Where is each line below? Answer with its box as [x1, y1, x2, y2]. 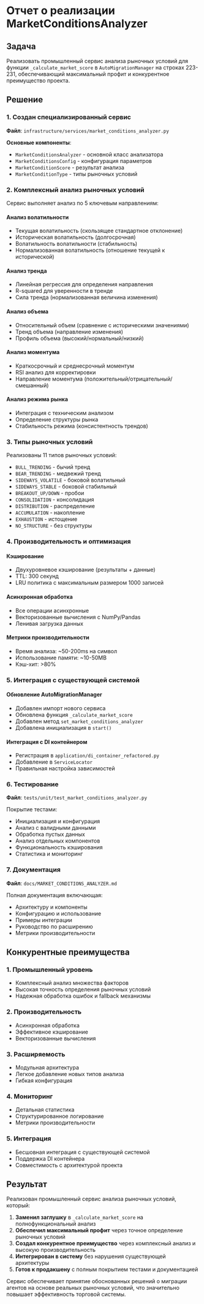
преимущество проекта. [6, 77, 70, 84]
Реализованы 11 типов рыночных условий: [6, 452, 117, 459]
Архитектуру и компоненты [15, 903, 88, 911]
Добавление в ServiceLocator [15, 758, 93, 766]
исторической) [15, 253, 55, 260]
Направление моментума [15, 375, 83, 382]
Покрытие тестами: [6, 806, 58, 813]
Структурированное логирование [15, 1113, 104, 1120]
